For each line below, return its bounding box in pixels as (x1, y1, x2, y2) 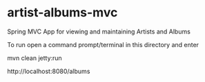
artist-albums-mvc (7, 5, 118, 20)
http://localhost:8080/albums (7, 67, 90, 75)
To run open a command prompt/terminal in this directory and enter (7, 40, 199, 49)
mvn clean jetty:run (7, 53, 62, 62)
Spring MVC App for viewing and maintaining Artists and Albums (7, 27, 191, 36)
